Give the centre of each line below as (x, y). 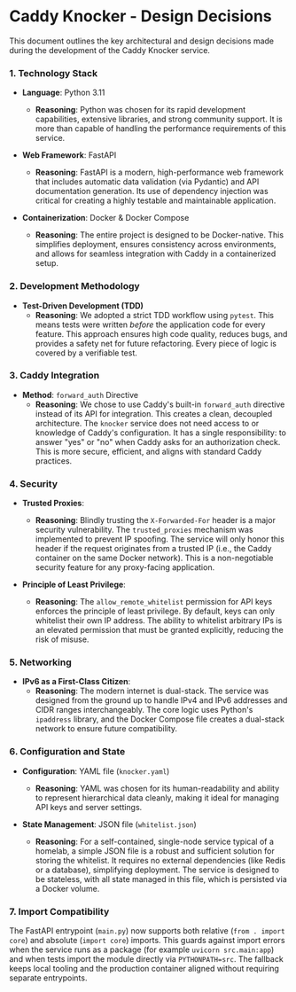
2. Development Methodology (74, 286)
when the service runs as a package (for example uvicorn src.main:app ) (142, 949)
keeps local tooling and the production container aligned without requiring (144, 969)
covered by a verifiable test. (86, 353)
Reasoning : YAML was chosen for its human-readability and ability (157, 788)
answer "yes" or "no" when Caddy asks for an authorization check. (158, 441)
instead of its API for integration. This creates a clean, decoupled (154, 413)
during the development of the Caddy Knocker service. (110, 50)
